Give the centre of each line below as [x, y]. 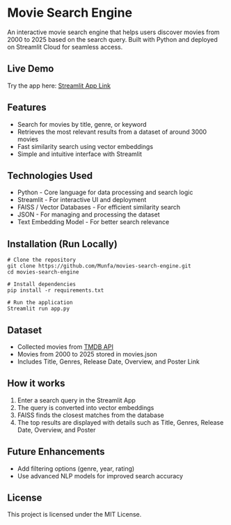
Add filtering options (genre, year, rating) [76, 469]
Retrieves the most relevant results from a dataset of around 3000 [112, 132]
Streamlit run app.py [39, 309]
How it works [36, 383]
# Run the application [40, 303]
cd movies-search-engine [43, 272]
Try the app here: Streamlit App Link [59, 86]
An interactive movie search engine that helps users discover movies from [114, 32]
